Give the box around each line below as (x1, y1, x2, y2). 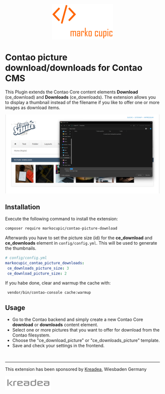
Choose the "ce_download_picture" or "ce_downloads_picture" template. (12, 338, 160, 343)
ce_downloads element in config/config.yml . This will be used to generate (5, 240, 157, 246)
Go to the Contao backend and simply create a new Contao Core (12, 316, 143, 323)
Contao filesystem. (12, 332, 51, 338)
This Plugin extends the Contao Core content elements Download (5, 89, 138, 95)
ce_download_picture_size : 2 (7, 271, 67, 276)
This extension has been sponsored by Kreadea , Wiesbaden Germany (5, 366, 147, 372)
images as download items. (5, 105, 60, 111)
